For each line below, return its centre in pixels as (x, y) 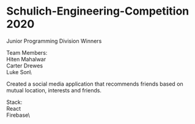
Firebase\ (18, 115)
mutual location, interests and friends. (54, 90)
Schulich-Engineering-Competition (98, 11)
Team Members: (27, 52)
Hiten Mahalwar (26, 59)
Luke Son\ (19, 72)
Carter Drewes (25, 66)
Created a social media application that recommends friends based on (95, 84)
